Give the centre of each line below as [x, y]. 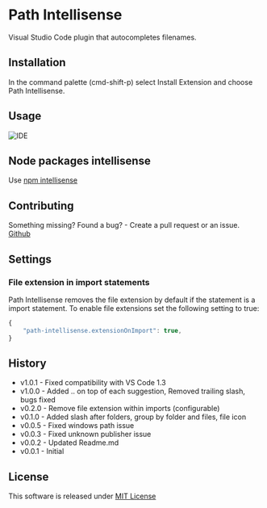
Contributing [41, 206]
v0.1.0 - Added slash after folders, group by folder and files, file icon [133, 417]
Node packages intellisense [79, 160]
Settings [30, 259]
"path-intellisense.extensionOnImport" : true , [102, 330]
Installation [37, 63]
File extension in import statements [79, 282]
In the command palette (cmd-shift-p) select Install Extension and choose [131, 82]
